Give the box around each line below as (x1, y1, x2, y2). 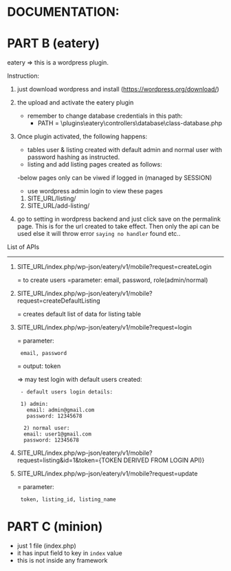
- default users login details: (20, 389, 113, 396)
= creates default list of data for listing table (16, 310, 142, 319)
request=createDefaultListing (16, 297, 101, 305)
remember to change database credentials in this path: (27, 111, 183, 120)
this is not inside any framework (16, 557, 108, 565)
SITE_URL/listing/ (27, 194, 77, 203)
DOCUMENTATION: (7, 4, 120, 20)
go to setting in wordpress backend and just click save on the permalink (16, 215, 221, 224)
